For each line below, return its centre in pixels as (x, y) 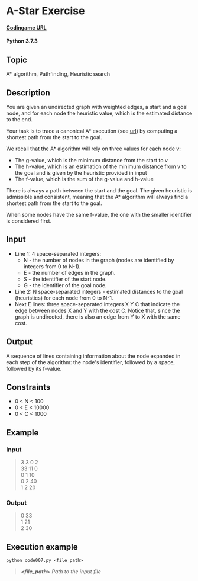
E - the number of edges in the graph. (69, 272)
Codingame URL (27, 27)
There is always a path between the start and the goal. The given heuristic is (99, 190)
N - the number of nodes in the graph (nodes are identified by (99, 260)
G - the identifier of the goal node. (65, 285)
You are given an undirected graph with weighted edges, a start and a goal (97, 107)
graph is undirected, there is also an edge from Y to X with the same (98, 317)
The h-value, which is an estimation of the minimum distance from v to (100, 166)
